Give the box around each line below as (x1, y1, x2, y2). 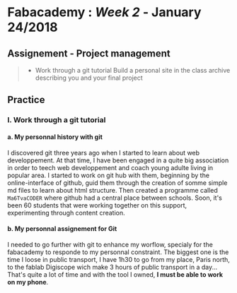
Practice (7, 94, 45, 106)
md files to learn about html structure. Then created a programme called (7, 186, 218, 194)
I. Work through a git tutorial (7, 115, 106, 125)
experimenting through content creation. (7, 208, 125, 217)
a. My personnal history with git (7, 132, 103, 141)
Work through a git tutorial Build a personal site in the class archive (35, 66, 231, 74)
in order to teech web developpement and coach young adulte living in (7, 163, 214, 172)
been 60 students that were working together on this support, (7, 201, 187, 209)
